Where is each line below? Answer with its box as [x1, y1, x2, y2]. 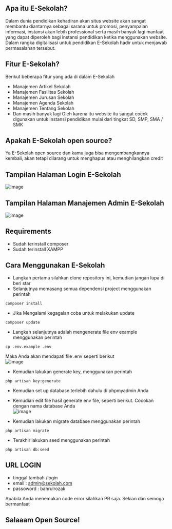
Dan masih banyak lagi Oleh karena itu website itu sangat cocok [12, 110, 148, 117]
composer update [5, 320, 40, 325]
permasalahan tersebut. [5, 45, 56, 51]
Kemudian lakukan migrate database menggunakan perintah [12, 418, 140, 424]
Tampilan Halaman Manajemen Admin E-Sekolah [5, 198, 164, 207]
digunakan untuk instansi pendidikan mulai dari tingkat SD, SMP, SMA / [12, 116, 163, 122]
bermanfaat [5, 501, 30, 507]
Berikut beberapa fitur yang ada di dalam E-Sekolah [5, 73, 115, 79]
